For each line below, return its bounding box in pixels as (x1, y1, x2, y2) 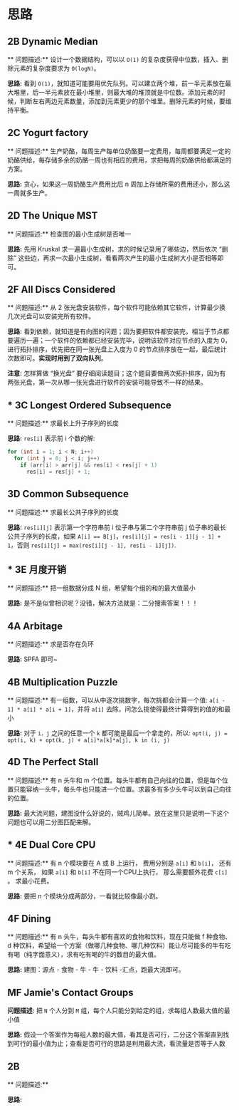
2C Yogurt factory (7, 127, 89, 139)
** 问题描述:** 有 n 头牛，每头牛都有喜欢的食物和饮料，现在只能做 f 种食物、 (7, 933, 232, 941)
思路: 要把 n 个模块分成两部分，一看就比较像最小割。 (7, 891, 162, 900)
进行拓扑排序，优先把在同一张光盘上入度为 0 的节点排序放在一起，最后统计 (7, 345, 227, 353)
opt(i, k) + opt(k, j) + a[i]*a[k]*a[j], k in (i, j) (7, 737, 171, 744)
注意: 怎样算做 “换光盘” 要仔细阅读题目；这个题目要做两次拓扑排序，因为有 (7, 369, 226, 378)
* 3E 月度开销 (7, 564, 66, 576)
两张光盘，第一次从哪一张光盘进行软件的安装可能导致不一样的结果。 (7, 378, 207, 387)
